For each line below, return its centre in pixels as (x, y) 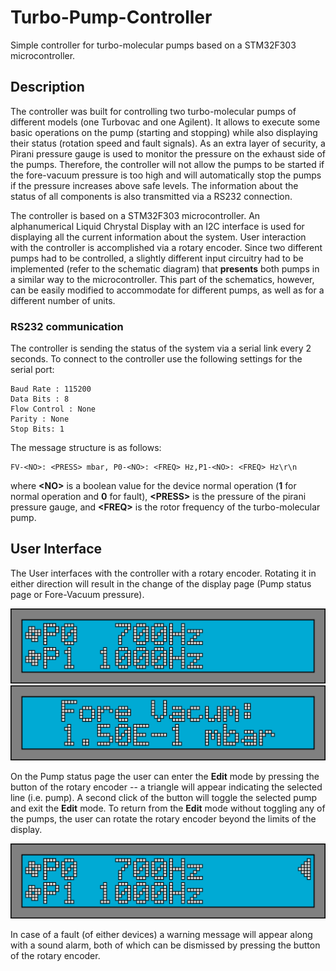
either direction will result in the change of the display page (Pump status (161, 583)
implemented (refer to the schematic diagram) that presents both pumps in (165, 268)
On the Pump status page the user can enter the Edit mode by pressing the (165, 777)
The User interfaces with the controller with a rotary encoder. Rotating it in (163, 573)
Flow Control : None (53, 409)
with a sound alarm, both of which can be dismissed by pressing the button (165, 945)
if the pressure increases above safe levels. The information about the (154, 185)
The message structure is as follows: (86, 448)
